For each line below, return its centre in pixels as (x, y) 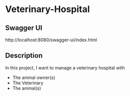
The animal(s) (27, 88)
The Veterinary (28, 83)
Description (24, 56)
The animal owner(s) (34, 77)
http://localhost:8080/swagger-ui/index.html (51, 40)
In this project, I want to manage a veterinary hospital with (65, 68)
